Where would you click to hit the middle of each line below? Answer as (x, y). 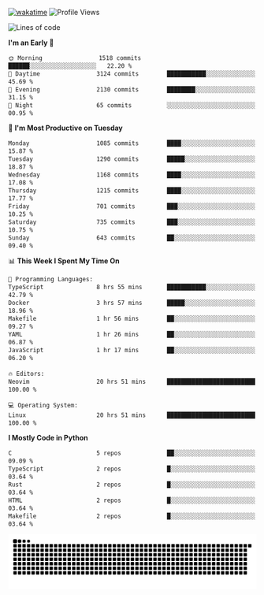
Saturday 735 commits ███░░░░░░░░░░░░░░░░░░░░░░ (132, 222)
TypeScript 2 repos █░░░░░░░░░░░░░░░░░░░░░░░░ (132, 469)
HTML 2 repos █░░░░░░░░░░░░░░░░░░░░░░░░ (132, 500)
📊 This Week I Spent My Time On (64, 261)
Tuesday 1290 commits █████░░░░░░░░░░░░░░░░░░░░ (132, 159)
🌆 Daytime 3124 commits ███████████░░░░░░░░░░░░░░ (132, 74)
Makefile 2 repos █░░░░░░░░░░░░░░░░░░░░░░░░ (132, 516)
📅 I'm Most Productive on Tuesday (66, 128)
